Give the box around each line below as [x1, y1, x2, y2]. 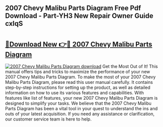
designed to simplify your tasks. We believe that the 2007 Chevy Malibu [5, 100, 152, 106]
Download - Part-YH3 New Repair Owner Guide [5, 12, 154, 20]
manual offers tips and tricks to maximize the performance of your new [5, 69, 150, 74]
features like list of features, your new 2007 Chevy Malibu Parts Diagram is [5, 95, 158, 101]
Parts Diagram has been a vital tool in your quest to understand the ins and [5, 106, 158, 111]
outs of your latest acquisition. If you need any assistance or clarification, [5, 111, 155, 117]
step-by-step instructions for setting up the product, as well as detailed [5, 84, 151, 90]
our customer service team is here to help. [5, 116, 92, 122]
